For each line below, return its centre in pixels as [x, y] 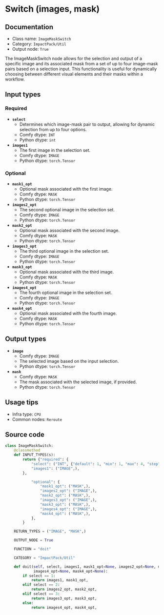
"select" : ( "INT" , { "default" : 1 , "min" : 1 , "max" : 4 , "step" [96, 464]
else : [28, 603]
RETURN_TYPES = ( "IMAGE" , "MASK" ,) [50, 532]
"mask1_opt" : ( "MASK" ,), [65, 486]
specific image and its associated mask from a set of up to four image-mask [82, 64]
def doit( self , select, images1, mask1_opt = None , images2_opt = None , [85, 567]
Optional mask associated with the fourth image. [68, 313]
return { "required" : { [46, 459]
